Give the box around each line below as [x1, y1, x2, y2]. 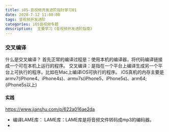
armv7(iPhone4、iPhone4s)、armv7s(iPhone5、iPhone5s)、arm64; [5, 76, 147, 82]
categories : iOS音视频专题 [5, 21, 59, 27]
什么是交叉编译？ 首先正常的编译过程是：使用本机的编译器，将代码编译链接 [5, 56, 163, 62]
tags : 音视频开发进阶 [5, 17, 46, 22]
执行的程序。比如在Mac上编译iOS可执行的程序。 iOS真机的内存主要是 [18, 69, 164, 75]
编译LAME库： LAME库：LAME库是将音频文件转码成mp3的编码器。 [12, 116, 154, 122]
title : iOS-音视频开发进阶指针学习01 [5, 7, 77, 13]
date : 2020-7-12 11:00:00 [5, 12, 60, 17]
